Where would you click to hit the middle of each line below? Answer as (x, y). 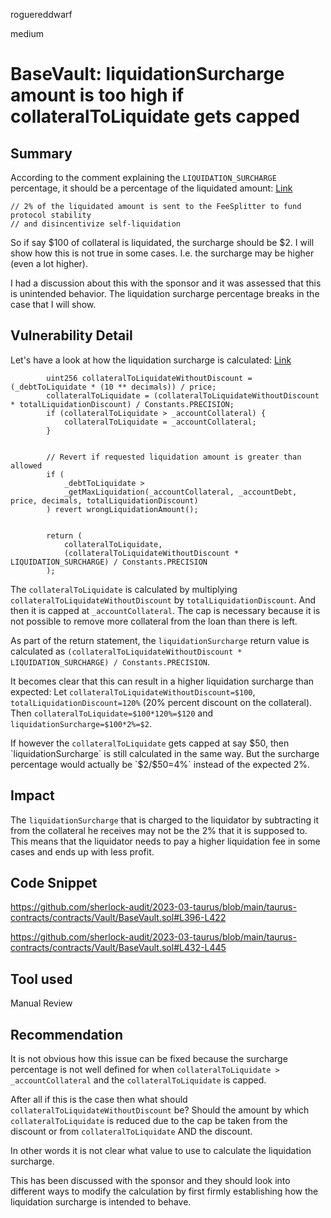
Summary (41, 153)
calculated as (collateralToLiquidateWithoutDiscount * (126, 651)
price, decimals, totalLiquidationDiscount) (104, 500)
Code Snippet (54, 883)
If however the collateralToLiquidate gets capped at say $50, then (150, 743)
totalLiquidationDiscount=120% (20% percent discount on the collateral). (161, 702)
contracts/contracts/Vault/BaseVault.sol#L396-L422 (118, 918)
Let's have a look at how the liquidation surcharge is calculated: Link (151, 360)
